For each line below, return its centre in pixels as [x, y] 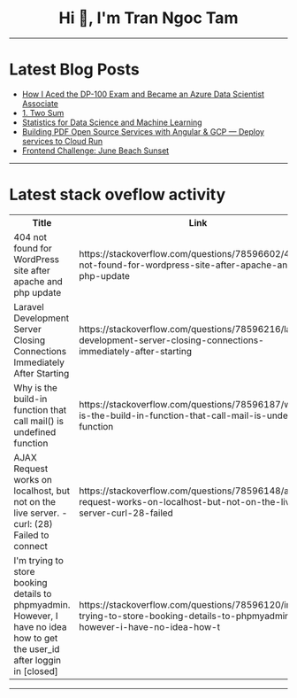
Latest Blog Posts [74, 70]
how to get [36, 638]
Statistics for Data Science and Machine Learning [112, 122]
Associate [40, 103]
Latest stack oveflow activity [118, 195]
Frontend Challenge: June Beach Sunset [95, 151]
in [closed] [36, 671]
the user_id [37, 648]
